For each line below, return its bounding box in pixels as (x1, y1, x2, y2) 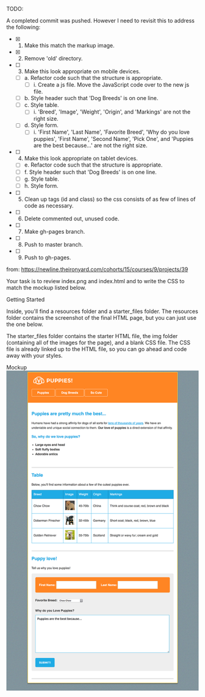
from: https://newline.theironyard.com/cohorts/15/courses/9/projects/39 (6, 265, 189, 273)
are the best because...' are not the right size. (33, 142, 148, 149)
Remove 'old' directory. (24, 55, 83, 62)
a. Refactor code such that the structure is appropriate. (24, 74, 163, 81)
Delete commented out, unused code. (24, 215, 120, 222)
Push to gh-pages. (24, 253, 71, 261)
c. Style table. (24, 101, 59, 109)
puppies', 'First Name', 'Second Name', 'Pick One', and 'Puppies (33, 135, 194, 143)
